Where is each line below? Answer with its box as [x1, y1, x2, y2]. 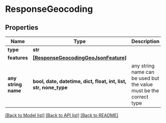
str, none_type [33, 84, 68, 91]
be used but [131, 75, 160, 81]
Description [131, 38, 160, 45]
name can [131, 68, 155, 75]
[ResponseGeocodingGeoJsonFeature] [33, 55, 127, 61]
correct [131, 93, 149, 100]
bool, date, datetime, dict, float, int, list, [33, 78, 127, 85]
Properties [5, 23, 39, 32]
